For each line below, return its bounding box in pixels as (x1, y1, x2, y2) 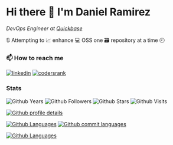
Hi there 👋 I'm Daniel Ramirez (6, 5, 151, 19)
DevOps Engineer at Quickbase (6, 25, 83, 32)
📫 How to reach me (6, 54, 64, 62)
